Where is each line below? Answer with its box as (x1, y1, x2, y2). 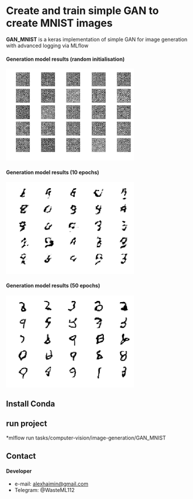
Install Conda (6, 398, 55, 408)
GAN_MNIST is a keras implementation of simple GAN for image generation (6, 36, 188, 43)
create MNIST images (6, 16, 113, 30)
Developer (6, 467, 32, 474)
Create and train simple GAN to (6, 4, 159, 18)
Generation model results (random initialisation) (6, 56, 125, 63)
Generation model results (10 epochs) (6, 168, 100, 176)
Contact (6, 451, 36, 461)
